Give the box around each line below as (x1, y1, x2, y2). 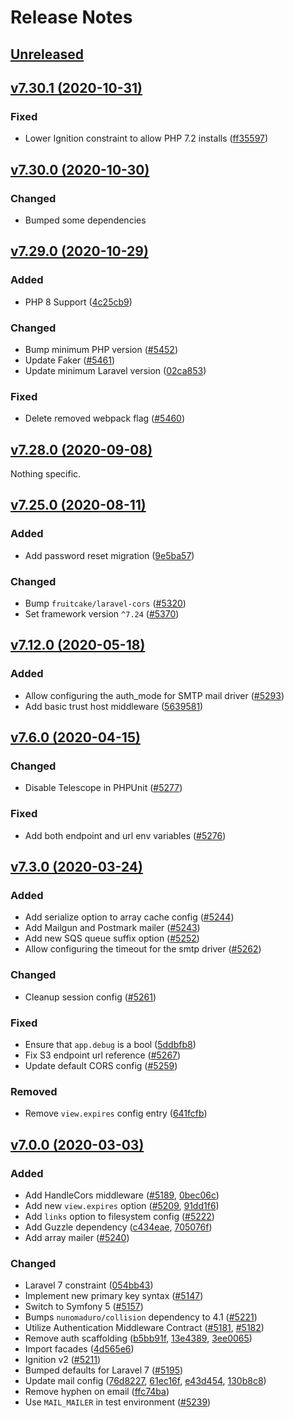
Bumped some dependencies (24, 214, 147, 226)
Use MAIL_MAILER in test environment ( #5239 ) (24, 1396, 212, 1408)
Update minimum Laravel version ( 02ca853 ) (24, 364, 207, 376)
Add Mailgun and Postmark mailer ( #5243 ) (24, 922, 201, 934)
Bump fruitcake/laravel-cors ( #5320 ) (24, 597, 187, 610)
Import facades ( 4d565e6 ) (24, 1343, 135, 1355)
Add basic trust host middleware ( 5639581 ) (24, 700, 204, 712)
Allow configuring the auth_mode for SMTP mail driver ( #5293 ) (24, 689, 285, 701)
